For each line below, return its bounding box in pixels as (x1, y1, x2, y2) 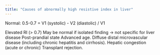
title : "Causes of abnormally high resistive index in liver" (5, 7, 133, 12)
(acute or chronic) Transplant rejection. (5, 44, 83, 50)
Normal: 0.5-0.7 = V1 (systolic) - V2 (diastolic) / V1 (5, 20, 105, 26)
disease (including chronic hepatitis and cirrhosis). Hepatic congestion (5, 39, 146, 45)
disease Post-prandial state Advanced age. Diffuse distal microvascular (5, 34, 148, 40)
